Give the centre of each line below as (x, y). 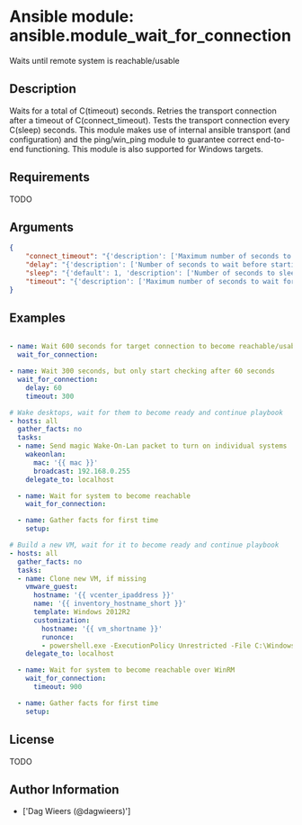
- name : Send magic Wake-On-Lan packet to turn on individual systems (152, 446)
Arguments (42, 227)
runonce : (58, 637)
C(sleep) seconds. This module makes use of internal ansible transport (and (150, 130)
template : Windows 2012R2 (81, 612)
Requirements (49, 177)
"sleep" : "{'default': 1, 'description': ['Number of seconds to (151, 273)
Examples (37, 318)
